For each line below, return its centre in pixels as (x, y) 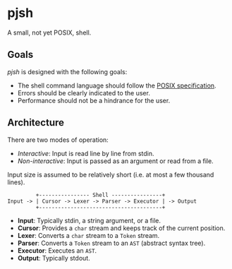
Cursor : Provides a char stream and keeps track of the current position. (121, 228)
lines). (16, 182)
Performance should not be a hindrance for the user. (94, 100)
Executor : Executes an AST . (57, 250)
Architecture (36, 122)
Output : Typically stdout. (54, 258)
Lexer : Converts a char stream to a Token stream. (88, 235)
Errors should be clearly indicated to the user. (84, 92)
